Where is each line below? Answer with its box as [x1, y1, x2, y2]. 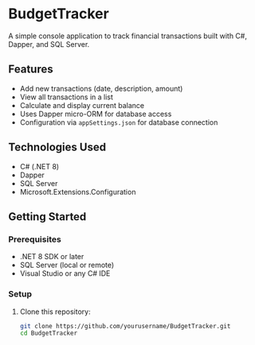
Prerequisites [8, 234, 61, 245]
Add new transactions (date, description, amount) [19, 83, 183, 93]
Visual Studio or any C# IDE [19, 269, 111, 278]
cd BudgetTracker [19, 329, 78, 338]
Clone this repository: [19, 307, 91, 316]
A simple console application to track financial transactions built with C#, [8, 31, 247, 41]
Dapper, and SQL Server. [8, 39, 90, 48]
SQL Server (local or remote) [19, 260, 115, 270]
